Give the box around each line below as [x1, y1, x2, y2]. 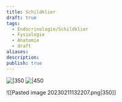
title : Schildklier [6, 9, 56, 15]
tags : [6, 20, 20, 26]
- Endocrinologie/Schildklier [12, 26, 88, 32]
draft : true [6, 15, 37, 21]
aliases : [6, 49, 29, 55]
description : [6, 54, 40, 60]
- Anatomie [12, 37, 40, 43]
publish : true [6, 60, 43, 66]
